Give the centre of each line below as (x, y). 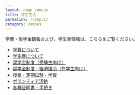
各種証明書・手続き (32, 88)
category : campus (23, 24)
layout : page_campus (27, 10)
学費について (26, 50)
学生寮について (28, 56)
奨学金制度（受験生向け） (39, 62)
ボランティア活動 (30, 81)
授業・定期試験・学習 (34, 75)
